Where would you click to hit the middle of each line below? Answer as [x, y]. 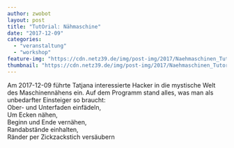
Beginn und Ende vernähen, [47, 122]
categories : [24, 40]
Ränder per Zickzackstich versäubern [61, 137]
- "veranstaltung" [40, 46]
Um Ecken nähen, [32, 115]
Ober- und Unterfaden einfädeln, [54, 107]
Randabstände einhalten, [43, 129]
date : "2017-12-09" [36, 33]
